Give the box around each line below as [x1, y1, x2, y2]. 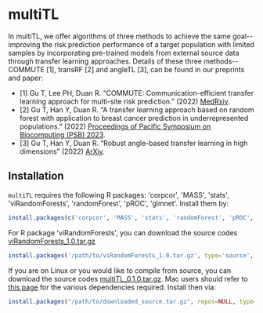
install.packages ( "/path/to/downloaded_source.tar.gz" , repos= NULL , [8, 297, 236, 305]
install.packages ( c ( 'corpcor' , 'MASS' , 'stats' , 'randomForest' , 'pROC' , [8, 213, 254, 221]
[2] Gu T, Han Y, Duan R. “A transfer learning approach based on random [19, 104, 254, 115]
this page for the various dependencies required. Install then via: [8, 282, 217, 292]
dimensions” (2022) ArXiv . [19, 147, 106, 156]
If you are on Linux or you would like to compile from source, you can [8, 265, 232, 275]
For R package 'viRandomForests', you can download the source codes [8, 227, 238, 237]
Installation [8, 169, 64, 183]
